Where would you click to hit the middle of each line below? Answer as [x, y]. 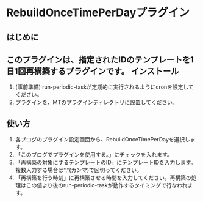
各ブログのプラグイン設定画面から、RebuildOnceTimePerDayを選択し [103, 140]
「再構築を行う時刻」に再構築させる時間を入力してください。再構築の [103, 178]
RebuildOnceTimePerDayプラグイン [98, 13]
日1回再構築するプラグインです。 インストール [93, 71]
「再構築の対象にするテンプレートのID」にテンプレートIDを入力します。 [105, 162]
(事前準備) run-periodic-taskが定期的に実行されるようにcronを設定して [104, 87]
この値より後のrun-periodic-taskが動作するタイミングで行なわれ [107, 185]
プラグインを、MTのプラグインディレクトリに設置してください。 [96, 102]
